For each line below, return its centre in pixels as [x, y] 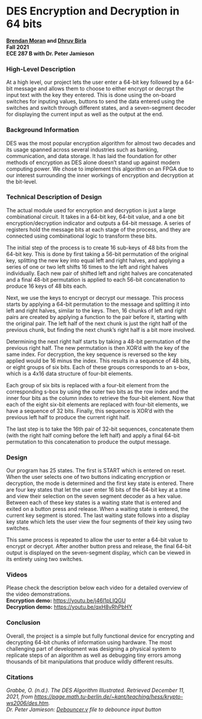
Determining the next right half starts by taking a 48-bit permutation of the [98, 341]
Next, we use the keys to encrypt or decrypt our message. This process [95, 297]
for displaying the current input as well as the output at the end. [85, 114]
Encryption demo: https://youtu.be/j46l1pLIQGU [66, 601]
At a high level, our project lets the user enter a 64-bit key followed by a [95, 82]
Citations [20, 677]
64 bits [24, 24]
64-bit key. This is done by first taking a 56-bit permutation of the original [97, 254]
